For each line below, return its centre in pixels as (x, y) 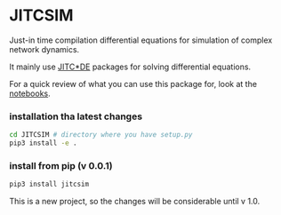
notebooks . (30, 93)
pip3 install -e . (43, 143)
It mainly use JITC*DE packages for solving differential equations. (130, 67)
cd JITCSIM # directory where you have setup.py (101, 135)
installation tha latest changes (76, 116)
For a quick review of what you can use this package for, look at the (133, 84)
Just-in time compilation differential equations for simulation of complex (141, 40)
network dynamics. (44, 49)
